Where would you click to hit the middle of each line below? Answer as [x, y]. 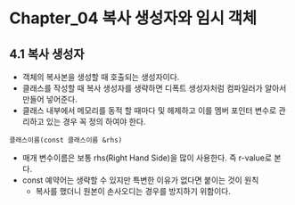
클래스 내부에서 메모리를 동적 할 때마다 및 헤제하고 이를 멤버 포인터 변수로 [149, 111]
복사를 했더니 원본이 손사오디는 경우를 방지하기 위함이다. [133, 191]
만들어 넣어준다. [49, 99]
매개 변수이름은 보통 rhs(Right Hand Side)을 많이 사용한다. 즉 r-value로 [147, 158]
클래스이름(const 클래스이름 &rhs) [66, 140]
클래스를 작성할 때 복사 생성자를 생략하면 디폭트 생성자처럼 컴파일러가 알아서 [154, 88]
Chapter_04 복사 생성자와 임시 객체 [133, 18]
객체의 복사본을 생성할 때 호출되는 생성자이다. [101, 77]
